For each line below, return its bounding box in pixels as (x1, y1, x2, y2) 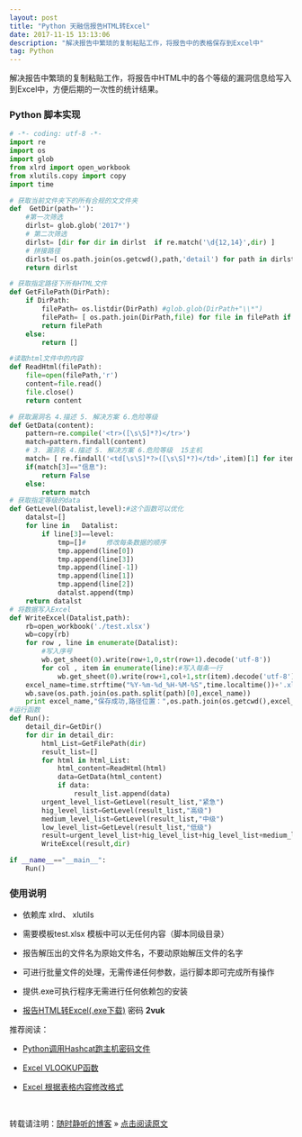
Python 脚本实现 (9, 109, 81, 122)
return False (41, 470, 91, 480)
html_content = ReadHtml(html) (57, 764, 167, 773)
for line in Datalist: (25, 522, 119, 531)
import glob (9, 155, 54, 164)
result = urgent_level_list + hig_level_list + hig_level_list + (41, 831, 263, 841)
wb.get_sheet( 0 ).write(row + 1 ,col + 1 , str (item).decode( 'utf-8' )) (57, 672, 299, 681)
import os (9, 146, 47, 156)
